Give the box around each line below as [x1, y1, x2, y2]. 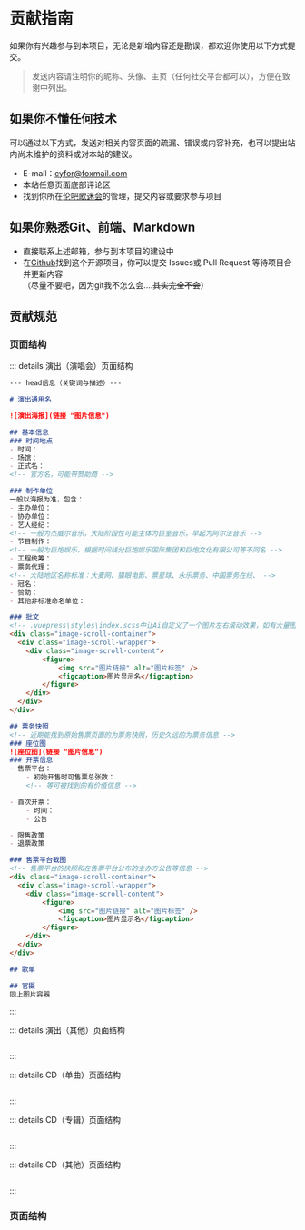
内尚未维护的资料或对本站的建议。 [9, 148, 137, 159]
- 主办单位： [9, 503, 52, 512]
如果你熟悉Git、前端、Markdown [9, 220, 196, 235]
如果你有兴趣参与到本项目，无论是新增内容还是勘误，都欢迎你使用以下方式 [9, 40, 288, 51]
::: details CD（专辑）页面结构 [9, 1115, 121, 1126]
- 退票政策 [9, 839, 45, 848]
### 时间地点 [9, 436, 54, 445]
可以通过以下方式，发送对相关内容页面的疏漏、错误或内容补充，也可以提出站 [9, 137, 296, 148]
